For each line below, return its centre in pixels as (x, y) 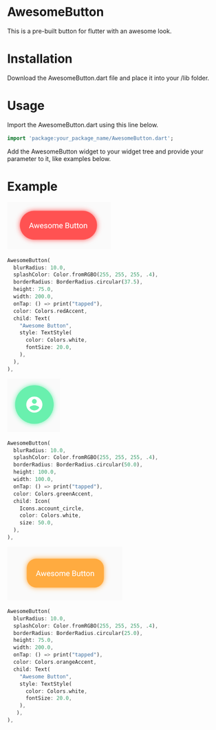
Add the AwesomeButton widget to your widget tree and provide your (106, 151)
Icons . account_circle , (52, 508)
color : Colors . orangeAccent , (55, 662)
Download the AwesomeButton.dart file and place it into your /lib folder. (108, 78)
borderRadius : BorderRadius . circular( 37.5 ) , (78, 282)
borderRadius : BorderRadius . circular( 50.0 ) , (78, 465)
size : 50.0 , (36, 523)
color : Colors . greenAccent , (54, 494)
